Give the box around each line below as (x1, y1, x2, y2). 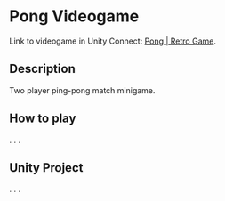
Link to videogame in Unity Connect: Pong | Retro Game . (9, 36, 216, 46)
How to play (9, 111, 76, 126)
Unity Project (9, 160, 84, 175)
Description (9, 61, 76, 76)
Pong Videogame (9, 6, 140, 27)
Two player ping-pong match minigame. (9, 84, 156, 95)
